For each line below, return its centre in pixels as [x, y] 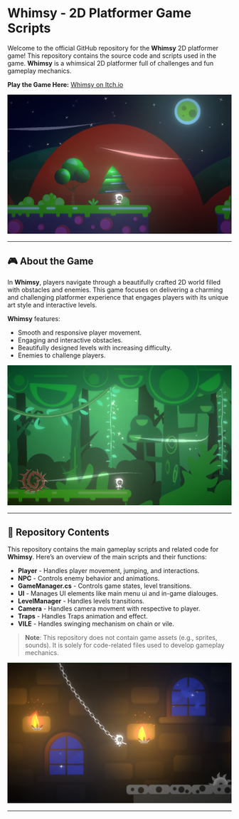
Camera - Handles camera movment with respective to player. [109, 609]
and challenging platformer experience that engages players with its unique [118, 297]
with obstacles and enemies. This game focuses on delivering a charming [115, 290]
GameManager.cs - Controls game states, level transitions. [105, 586]
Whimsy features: [34, 318]
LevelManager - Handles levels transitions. [81, 601]
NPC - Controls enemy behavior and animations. [89, 579]
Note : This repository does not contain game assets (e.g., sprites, [121, 638]
